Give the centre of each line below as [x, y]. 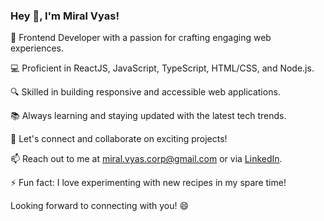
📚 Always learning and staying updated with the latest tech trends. [148, 116]
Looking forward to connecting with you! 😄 [100, 206]
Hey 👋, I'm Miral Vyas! [65, 16]
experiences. [37, 48]
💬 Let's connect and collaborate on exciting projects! [119, 139]
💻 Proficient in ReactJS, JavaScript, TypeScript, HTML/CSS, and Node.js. [162, 68]
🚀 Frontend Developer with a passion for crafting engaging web [141, 38]
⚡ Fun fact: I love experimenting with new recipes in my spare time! [148, 183]
